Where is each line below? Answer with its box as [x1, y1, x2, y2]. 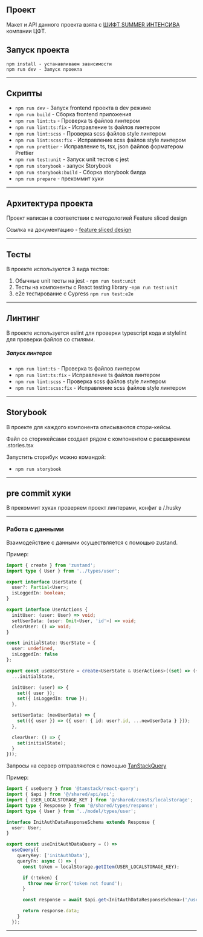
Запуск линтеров [6, 349, 53, 357]
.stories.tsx [6, 441, 34, 449]
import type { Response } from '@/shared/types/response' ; [6, 802, 158, 809]
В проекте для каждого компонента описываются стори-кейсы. [6, 423, 172, 430]
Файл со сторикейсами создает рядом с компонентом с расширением [6, 435, 190, 442]
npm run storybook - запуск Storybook [14, 162, 112, 169]
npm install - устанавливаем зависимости [6, 61, 112, 67]
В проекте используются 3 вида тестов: [6, 266, 109, 273]
